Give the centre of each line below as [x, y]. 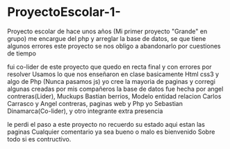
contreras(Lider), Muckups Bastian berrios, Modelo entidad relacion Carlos [114, 96]
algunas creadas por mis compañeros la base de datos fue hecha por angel [115, 89]
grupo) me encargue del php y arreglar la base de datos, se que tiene [107, 38]
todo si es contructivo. [39, 139]
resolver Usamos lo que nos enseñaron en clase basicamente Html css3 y [113, 74]
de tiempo [22, 53]
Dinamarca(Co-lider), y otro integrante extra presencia [85, 111]
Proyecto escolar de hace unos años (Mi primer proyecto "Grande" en [107, 31]
